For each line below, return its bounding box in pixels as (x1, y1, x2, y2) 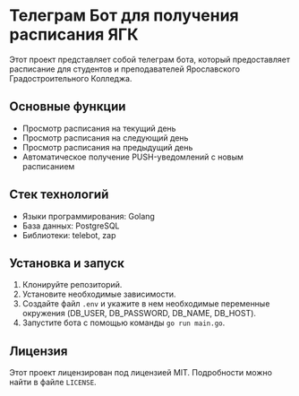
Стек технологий (9, 187, 109, 202)
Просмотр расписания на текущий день (21, 123, 176, 133)
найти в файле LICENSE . (9, 377, 97, 388)
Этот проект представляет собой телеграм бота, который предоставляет (9, 54, 291, 65)
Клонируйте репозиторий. (21, 280, 123, 290)
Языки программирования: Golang (21, 211, 155, 221)
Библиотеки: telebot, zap (21, 229, 116, 240)
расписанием (21, 160, 75, 171)
